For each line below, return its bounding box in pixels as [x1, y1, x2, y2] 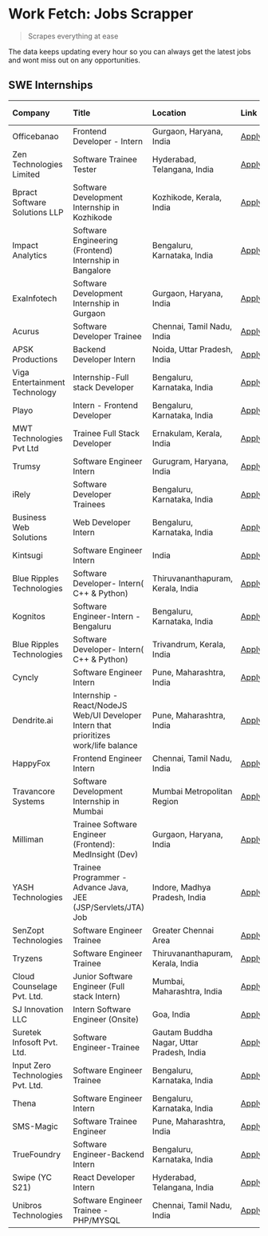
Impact [12, 239, 38, 250]
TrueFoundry [12, 1149, 61, 1160]
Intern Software [73, 1003, 132, 1014]
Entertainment [12, 377, 65, 388]
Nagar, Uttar [152, 1037, 199, 1048]
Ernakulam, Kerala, [152, 427, 223, 438]
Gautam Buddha [152, 1026, 213, 1038]
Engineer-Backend [73, 1149, 145, 1160]
